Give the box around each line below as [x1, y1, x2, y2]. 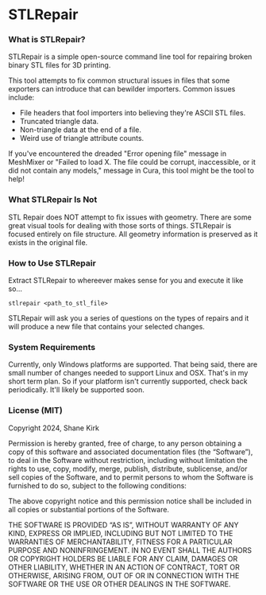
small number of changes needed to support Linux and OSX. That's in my [8, 368, 249, 378]
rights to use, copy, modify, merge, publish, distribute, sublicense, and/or [8, 464, 248, 473]
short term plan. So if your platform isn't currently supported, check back [8, 376, 248, 387]
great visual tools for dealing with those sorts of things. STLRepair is [8, 220, 232, 230]
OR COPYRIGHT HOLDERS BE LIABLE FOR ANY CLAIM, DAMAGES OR [8, 554, 238, 563]
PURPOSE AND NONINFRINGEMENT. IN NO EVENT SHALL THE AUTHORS [8, 545, 253, 554]
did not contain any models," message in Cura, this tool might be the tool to [8, 165, 254, 176]
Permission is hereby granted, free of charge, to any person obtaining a [8, 438, 242, 448]
